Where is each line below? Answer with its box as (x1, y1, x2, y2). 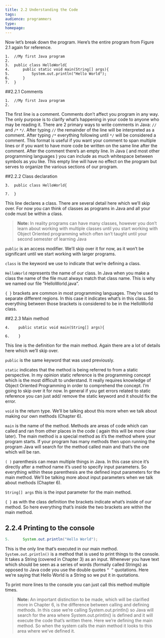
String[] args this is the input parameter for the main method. (5, 489, 132, 495)
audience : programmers (5, 16, 52, 21)
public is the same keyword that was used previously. (5, 357, 115, 364)
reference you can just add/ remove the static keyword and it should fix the (5, 393, 158, 399)
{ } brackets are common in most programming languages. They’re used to (5, 290, 159, 296)
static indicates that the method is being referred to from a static (5, 367, 138, 373)
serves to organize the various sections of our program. (5, 164, 118, 170)
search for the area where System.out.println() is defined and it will (17, 612, 153, 618)
